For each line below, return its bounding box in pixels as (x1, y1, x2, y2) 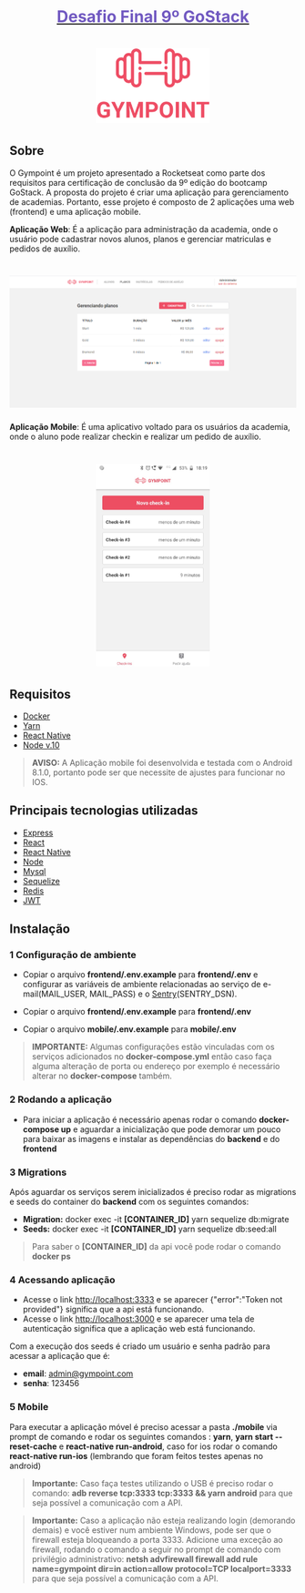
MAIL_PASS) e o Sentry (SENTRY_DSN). (89, 988, 238, 999)
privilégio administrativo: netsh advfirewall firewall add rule (31, 1553, 259, 1564)
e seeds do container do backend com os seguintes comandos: (9, 1196, 249, 1208)
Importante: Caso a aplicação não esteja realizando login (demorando (31, 1515, 296, 1526)
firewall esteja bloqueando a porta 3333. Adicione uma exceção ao (31, 1534, 284, 1545)
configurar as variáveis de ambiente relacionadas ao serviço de (22, 979, 261, 990)
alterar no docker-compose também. (31, 1070, 173, 1081)
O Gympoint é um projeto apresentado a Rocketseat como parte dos (9, 167, 266, 179)
